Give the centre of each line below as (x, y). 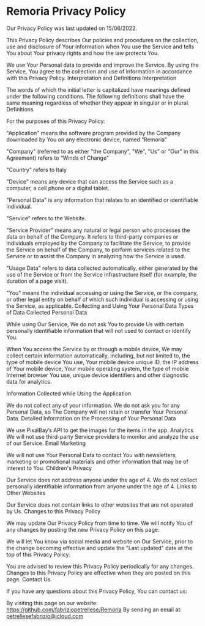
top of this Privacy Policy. (38, 554)
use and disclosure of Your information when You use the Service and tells (100, 47)
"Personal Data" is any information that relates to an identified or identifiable (102, 199)
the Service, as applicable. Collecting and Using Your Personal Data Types (100, 306)
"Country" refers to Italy (37, 170)
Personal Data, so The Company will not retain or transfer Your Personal (97, 412)
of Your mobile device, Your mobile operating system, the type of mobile (98, 368)
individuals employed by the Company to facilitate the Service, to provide (99, 243)
